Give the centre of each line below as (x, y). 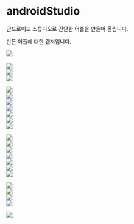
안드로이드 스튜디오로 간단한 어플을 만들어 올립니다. (67, 29)
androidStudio (43, 11)
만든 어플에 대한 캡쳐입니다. (39, 41)
